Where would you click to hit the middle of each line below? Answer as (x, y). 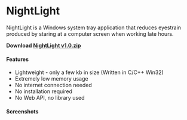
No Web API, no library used (50, 98)
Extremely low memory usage (51, 79)
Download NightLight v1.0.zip (44, 45)
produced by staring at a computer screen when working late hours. (90, 33)
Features (17, 59)
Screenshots (22, 111)
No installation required (44, 91)
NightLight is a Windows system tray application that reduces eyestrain (93, 27)
